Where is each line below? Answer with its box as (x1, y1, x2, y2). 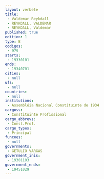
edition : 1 (5, 35, 27, 40)
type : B (5, 39, 21, 44)
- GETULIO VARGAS (7, 149, 42, 153)
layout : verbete (5, 7, 38, 12)
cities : (5, 71, 21, 76)
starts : (5, 52, 21, 58)
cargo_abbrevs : (5, 116, 36, 122)
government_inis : (5, 153, 41, 158)
